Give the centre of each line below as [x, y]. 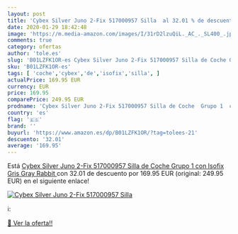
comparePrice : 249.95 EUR [45, 100]
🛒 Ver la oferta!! [30, 223]
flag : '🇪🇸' [25, 119]
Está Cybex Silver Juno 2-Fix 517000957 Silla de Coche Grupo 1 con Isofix [116, 166]
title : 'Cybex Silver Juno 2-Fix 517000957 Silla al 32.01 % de [106, 21]
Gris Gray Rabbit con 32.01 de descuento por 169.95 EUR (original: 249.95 [115, 174]
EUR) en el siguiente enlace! [49, 181]
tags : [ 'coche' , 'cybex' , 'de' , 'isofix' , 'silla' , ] [84, 73]
